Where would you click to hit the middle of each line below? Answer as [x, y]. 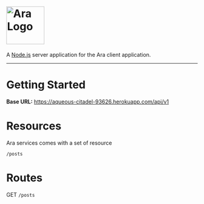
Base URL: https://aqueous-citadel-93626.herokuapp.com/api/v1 [88, 101]
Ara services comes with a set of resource [59, 143]
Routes [24, 178]
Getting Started [46, 85]
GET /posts [21, 194]
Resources [34, 126]
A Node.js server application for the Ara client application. [79, 54]
